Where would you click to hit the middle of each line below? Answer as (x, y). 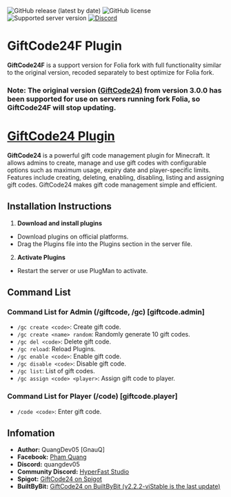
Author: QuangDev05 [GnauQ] (61, 450)
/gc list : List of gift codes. (56, 371)
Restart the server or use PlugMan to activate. (82, 270)
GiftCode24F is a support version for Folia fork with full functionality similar (114, 65)
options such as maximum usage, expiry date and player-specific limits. (109, 170)
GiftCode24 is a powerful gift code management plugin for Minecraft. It (109, 155)
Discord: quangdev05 (49, 465)
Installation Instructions (60, 206)
